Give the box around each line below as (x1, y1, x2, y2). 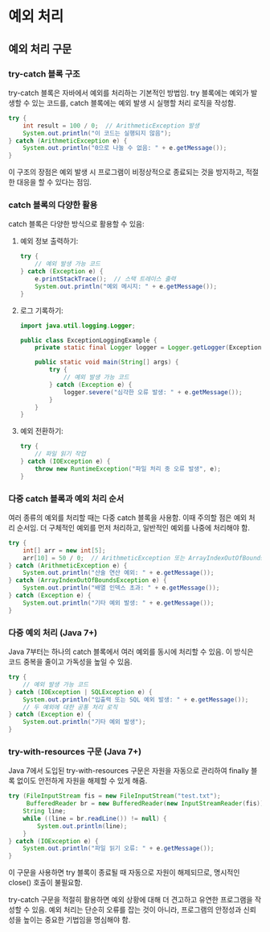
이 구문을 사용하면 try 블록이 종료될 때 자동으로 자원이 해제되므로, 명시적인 (8, 868, 240, 877)
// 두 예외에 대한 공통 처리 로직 (22, 703, 118, 711)
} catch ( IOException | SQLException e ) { (8, 688, 153, 696)
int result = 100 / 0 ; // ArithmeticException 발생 (22, 122, 199, 130)
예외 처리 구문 (8, 42, 72, 56)
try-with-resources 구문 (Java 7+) (8, 746, 142, 757)
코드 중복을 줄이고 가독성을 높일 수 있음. (8, 657, 133, 667)
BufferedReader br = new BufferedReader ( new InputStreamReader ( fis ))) (26, 800, 268, 808)
